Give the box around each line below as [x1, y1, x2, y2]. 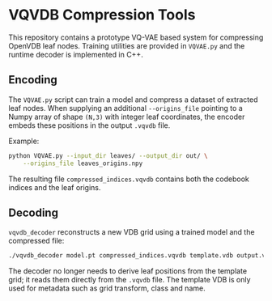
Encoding [8, 73, 58, 87]
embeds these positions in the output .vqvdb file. [8, 120, 171, 130]
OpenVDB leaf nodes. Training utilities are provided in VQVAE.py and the [8, 40, 245, 50]
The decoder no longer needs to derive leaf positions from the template [8, 266, 248, 276]
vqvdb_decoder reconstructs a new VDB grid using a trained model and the [8, 227, 255, 237]
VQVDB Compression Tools [8, 6, 196, 24]
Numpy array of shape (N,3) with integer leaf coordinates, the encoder [8, 112, 245, 121]
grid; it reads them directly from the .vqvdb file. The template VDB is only [8, 275, 251, 285]
